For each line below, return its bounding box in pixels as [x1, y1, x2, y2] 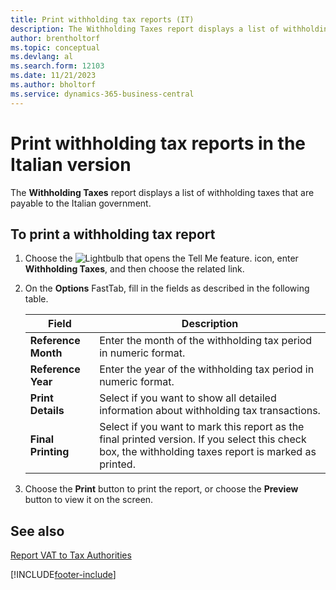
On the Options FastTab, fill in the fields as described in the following [24, 282, 310, 295]
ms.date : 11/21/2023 [10, 71, 97, 81]
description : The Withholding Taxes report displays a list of [10, 24, 280, 34]
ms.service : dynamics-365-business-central [10, 89, 195, 99]
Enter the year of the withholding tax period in [99, 362, 315, 376]
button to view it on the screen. [24, 494, 154, 506]
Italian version [10, 153, 132, 176]
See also [10, 522, 65, 540]
